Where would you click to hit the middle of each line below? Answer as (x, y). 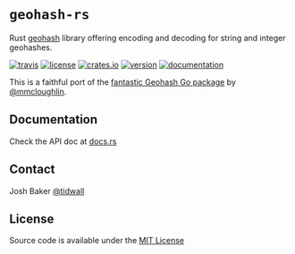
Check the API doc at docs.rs (63, 141)
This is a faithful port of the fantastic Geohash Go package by (123, 81)
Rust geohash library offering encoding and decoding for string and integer (147, 38)
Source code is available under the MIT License (97, 241)
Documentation (54, 119)
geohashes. (31, 47)
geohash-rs (50, 15)
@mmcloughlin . (38, 91)
